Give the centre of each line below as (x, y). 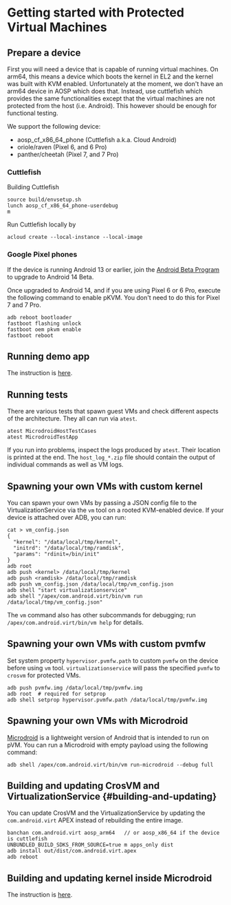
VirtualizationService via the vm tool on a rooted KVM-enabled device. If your (115, 510)
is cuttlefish (27, 839)
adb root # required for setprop (57, 694)
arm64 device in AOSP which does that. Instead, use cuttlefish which (105, 91)
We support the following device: (54, 126)
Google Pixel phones (42, 255)
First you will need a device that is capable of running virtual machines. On (113, 69)
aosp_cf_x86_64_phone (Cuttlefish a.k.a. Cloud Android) (97, 140)
